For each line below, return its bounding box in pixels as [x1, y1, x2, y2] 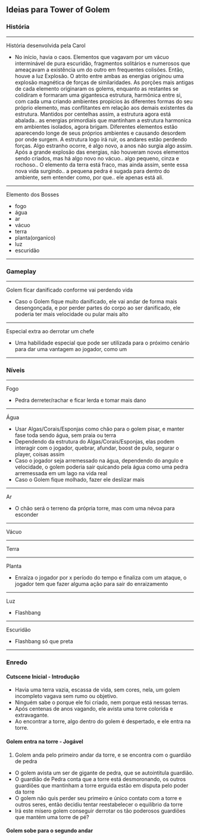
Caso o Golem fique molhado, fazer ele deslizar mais [14, 476, 145, 483]
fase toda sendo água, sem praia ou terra [14, 432, 117, 439]
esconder [14, 511, 39, 518]
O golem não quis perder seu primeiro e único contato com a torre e [14, 794, 182, 801]
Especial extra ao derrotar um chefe [6, 327, 94, 334]
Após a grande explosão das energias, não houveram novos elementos [14, 148, 189, 156]
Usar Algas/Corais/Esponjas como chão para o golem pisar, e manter [14, 426, 185, 433]
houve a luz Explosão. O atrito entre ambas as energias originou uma [14, 72, 184, 79]
